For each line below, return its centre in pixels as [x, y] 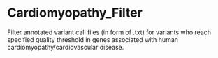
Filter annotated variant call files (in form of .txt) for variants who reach [109, 32]
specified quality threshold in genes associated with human [93, 39]
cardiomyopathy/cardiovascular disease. [66, 47]
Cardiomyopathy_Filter [75, 13]
